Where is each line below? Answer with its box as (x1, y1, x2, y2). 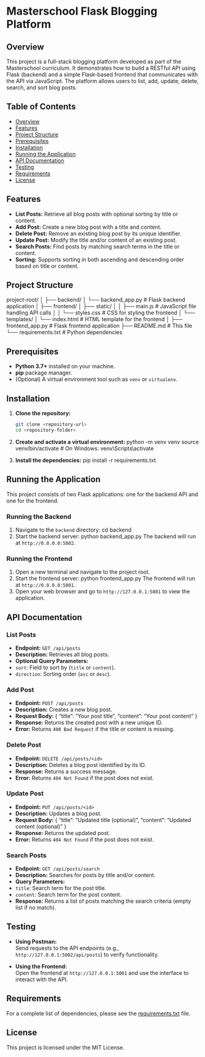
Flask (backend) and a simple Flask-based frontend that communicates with (6, 71, 198, 78)
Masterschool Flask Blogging (6, 4, 158, 18)
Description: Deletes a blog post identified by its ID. (15, 761, 147, 768)
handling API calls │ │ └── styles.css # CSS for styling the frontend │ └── (6, 309, 195, 316)
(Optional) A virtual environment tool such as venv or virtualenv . (15, 376, 178, 383)
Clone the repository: (15, 410, 71, 417)
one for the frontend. (6, 497, 59, 504)
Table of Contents (6, 102, 76, 112)
